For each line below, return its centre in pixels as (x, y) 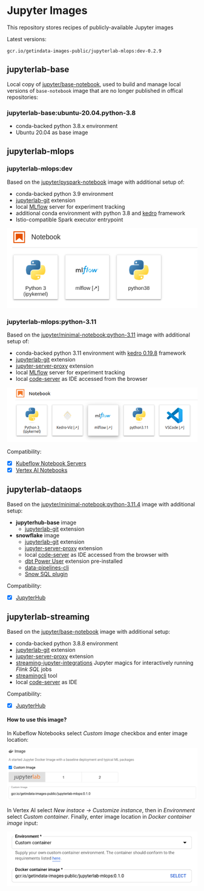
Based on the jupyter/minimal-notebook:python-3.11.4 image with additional (101, 504)
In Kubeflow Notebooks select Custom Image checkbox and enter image (97, 733)
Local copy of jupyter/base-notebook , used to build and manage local (94, 84)
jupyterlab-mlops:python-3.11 (51, 321)
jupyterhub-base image (46, 522)
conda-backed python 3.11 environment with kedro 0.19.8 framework (101, 353)
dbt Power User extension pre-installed (74, 561)
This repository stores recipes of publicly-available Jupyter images (90, 27)
